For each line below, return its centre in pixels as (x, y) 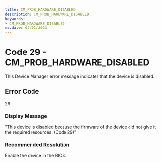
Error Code (22, 92)
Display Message (26, 116)
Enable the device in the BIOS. (36, 156)
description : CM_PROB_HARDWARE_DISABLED (47, 14)
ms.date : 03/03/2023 (26, 28)
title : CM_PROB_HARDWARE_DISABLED (41, 10)
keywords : (15, 19)
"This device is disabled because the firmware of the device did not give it (80, 127)
